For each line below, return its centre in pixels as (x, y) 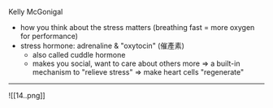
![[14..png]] (27, 95)
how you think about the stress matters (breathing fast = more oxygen (137, 27)
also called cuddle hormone (79, 55)
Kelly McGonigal (36, 12)
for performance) (49, 36)
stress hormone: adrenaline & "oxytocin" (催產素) (102, 45)
